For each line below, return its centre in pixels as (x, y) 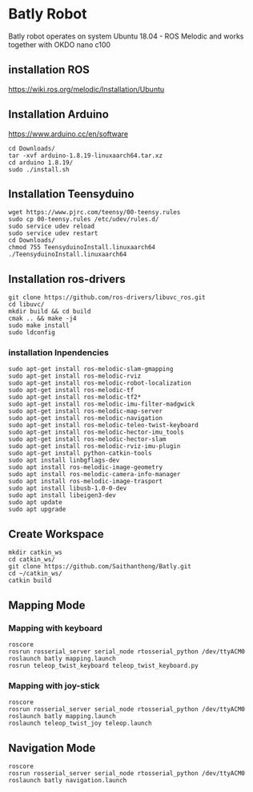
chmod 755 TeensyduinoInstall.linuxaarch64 (82, 248)
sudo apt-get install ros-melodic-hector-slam (87, 439)
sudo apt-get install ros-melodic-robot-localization (100, 383)
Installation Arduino (59, 114)
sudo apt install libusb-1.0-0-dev (68, 489)
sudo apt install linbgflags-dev (64, 461)
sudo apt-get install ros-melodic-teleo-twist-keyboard (103, 426)
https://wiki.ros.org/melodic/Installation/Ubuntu (86, 89)
